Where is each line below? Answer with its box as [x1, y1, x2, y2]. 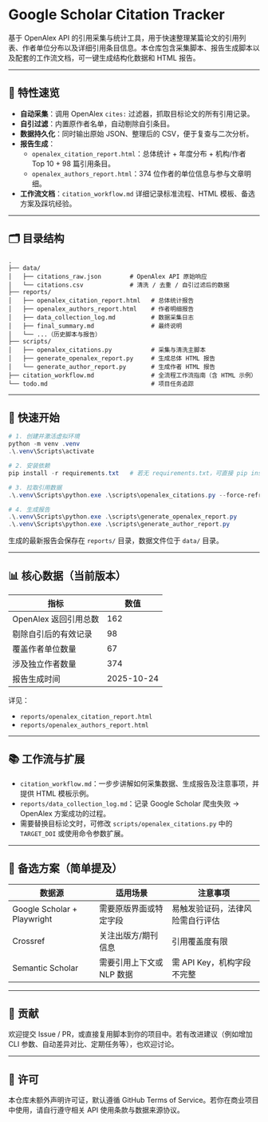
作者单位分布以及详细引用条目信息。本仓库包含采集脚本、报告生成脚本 [22, 42, 253, 53]
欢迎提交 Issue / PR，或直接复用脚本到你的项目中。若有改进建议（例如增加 [8, 1029, 253, 1039]
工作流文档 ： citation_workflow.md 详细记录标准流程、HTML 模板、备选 [19, 188, 255, 198]
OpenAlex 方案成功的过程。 [19, 808, 110, 818]
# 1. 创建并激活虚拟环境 [8, 433, 80, 441]
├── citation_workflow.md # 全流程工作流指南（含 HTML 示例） [8, 371, 258, 379]
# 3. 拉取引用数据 [8, 483, 62, 492]
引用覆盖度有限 [171, 936, 229, 947]
